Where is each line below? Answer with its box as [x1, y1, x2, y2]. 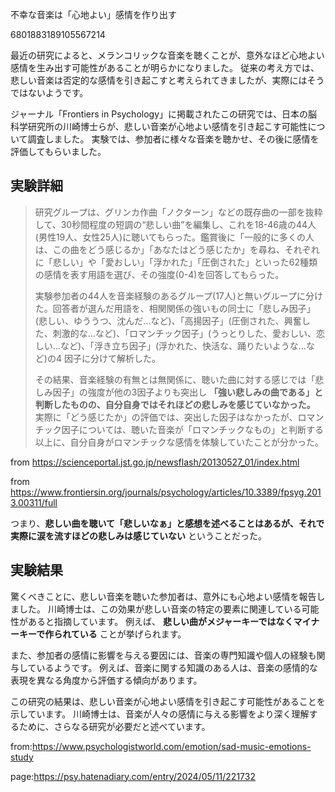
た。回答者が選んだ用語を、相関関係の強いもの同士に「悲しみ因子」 [34, 302, 316, 314]
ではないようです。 [10, 87, 89, 98]
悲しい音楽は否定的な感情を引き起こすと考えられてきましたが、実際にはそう [10, 74, 325, 86]
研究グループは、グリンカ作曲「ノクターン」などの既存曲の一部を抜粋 [34, 206, 323, 218]
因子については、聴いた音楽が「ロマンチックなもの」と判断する [61, 423, 325, 435]
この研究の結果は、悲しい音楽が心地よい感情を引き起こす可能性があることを [10, 695, 326, 707]
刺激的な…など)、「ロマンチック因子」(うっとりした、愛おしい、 [52, 327, 317, 339]
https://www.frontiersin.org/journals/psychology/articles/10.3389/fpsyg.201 [10, 486, 322, 498]
